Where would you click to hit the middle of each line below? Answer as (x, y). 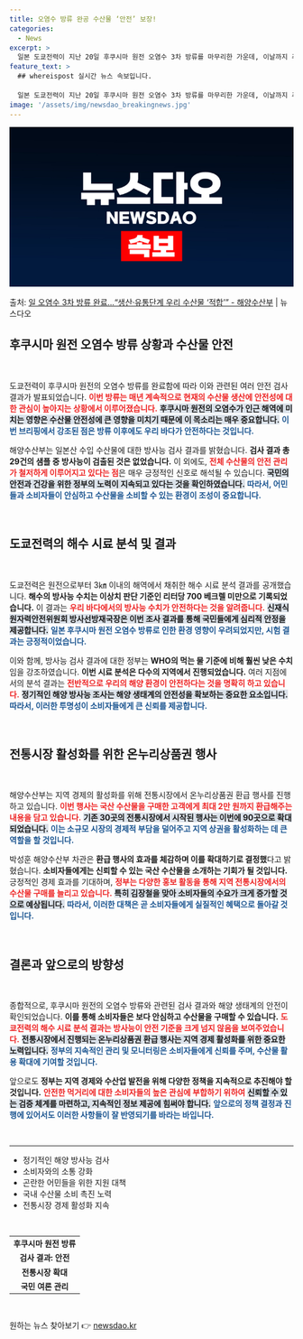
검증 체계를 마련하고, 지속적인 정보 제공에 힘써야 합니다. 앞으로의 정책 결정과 (150, 1104)
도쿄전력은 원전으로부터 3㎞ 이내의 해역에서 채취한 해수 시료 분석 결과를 (135, 585)
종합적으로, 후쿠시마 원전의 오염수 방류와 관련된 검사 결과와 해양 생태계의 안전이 (149, 1006)
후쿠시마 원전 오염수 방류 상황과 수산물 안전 (121, 344)
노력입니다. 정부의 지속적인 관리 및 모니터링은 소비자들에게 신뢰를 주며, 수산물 (144, 1051)
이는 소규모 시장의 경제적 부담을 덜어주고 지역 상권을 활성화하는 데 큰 (169, 829)
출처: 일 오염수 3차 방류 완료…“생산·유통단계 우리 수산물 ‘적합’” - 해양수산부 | (144, 302)
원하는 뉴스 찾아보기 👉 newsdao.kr (73, 1325)
